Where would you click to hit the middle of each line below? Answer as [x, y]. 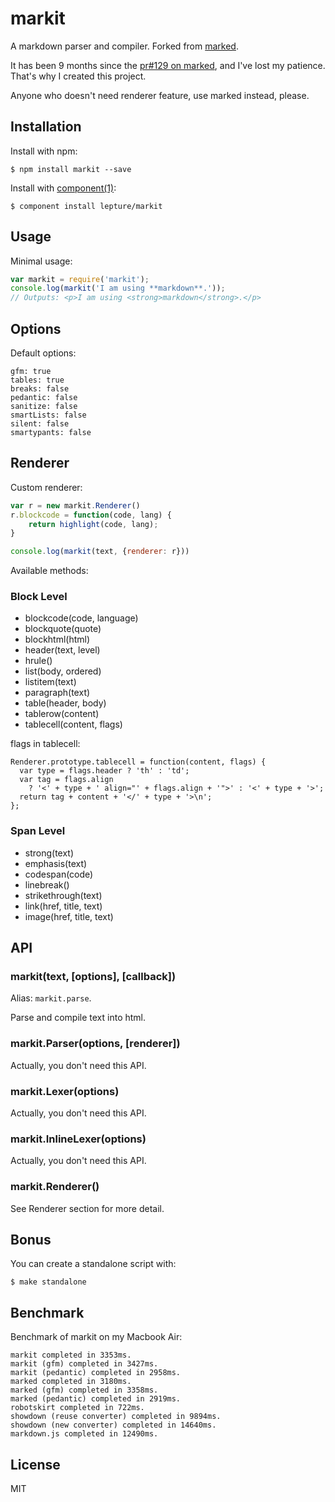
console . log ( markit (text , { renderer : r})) [100, 552]
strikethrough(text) [63, 895]
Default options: [43, 353]
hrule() [38, 661]
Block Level [39, 597]
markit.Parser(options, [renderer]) [95, 1044]
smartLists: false [48, 415]
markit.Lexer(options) [65, 1091]
